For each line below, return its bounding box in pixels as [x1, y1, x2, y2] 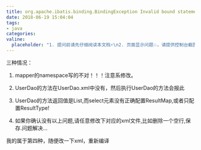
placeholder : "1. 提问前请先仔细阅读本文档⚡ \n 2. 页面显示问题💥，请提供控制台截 [11, 42, 193, 48]
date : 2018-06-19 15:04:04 [6, 14, 74, 20]
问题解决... [22, 124, 48, 132]
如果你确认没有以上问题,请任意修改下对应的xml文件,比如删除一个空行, [14, 117, 186, 124]
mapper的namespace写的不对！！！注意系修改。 [14, 71, 136, 79]
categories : [6, 31, 36, 37]
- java [6, 25, 23, 32]
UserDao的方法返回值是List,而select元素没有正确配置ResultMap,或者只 [14, 96, 190, 104]
